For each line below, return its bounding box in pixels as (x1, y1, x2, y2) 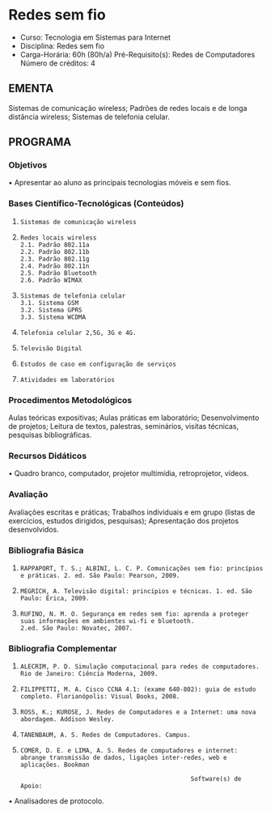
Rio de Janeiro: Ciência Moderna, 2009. (19, 670, 159, 678)
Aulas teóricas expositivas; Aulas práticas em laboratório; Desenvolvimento (8, 413, 260, 422)
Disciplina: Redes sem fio (19, 40, 105, 50)
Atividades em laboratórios (19, 375, 115, 384)
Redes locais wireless (19, 233, 97, 242)
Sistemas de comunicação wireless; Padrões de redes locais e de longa (8, 103, 248, 112)
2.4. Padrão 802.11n (19, 261, 90, 270)
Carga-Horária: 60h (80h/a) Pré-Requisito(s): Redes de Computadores (19, 49, 256, 59)
